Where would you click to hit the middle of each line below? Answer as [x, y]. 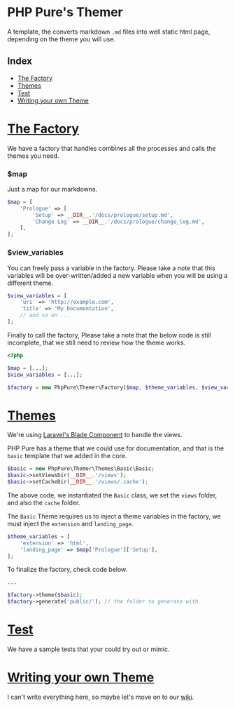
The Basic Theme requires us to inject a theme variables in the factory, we [114, 516]
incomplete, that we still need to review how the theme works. [97, 342]
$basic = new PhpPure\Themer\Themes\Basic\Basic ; [81, 469]
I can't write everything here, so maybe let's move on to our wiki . [101, 697]
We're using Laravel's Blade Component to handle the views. [95, 435]
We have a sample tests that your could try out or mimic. [88, 649]
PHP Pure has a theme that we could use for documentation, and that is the [116, 448]
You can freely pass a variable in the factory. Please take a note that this [111, 268]
